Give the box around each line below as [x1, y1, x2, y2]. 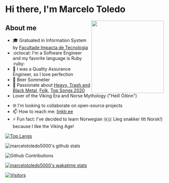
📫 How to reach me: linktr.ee [12, 108, 73, 114]
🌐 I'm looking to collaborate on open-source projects [12, 102, 123, 108]
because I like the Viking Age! [12, 124, 74, 129]
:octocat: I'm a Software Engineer [12, 50, 82, 56]
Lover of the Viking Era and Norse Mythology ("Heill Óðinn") [12, 93, 137, 99]
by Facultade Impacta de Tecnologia [12, 44, 88, 50]
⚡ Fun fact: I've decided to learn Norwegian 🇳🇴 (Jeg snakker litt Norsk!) [12, 116, 163, 122]
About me [5, 24, 37, 32]
